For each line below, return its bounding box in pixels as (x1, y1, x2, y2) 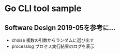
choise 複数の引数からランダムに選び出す (11, 37, 94, 43)
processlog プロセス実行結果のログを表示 (11, 43, 95, 49)
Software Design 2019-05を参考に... (4, 23, 116, 32)
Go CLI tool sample (4, 3, 82, 14)
